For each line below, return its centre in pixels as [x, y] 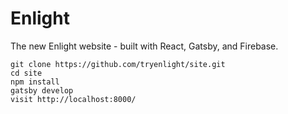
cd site [26, 73]
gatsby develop [42, 90]
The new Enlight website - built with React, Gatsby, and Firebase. [144, 46]
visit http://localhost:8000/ [73, 99]
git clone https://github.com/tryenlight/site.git [118, 64]
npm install [35, 82]
